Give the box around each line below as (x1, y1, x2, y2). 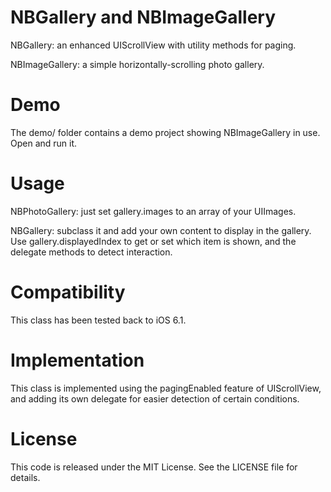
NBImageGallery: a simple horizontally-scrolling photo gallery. (10, 58, 265, 70)
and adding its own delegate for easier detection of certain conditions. (10, 392, 300, 405)
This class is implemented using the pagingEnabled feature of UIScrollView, (10, 382, 322, 394)
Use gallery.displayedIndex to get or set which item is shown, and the (10, 235, 297, 247)
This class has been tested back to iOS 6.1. (10, 314, 187, 326)
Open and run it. (10, 137, 78, 149)
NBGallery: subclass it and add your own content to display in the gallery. (10, 224, 312, 236)
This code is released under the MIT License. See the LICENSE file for (10, 461, 298, 473)
